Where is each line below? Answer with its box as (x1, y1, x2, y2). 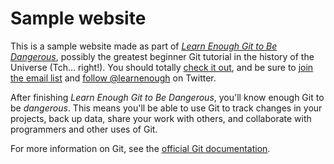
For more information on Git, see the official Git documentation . (10, 142, 271, 154)
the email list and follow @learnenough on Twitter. (10, 72, 217, 84)
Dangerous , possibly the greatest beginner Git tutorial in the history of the (10, 50, 315, 62)
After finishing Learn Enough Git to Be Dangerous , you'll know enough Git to (10, 91, 325, 103)
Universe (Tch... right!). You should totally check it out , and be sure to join (10, 61, 314, 73)
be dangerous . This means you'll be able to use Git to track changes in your (10, 102, 323, 114)
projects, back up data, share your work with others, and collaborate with (10, 112, 312, 124)
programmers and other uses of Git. (10, 123, 158, 135)
